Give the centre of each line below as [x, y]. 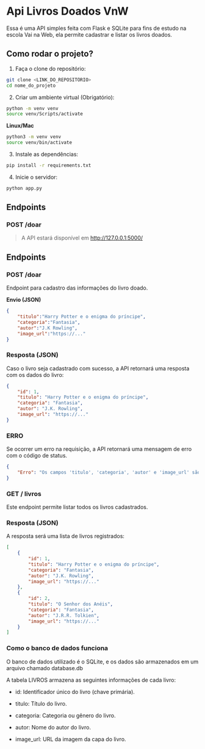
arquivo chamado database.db [45, 668]
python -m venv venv [33, 108]
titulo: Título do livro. [41, 703]
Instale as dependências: [46, 154]
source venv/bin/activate [39, 143]
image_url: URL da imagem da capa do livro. [70, 739]
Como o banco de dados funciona [57, 648]
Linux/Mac [20, 126]
